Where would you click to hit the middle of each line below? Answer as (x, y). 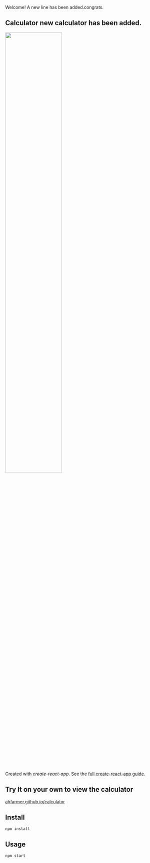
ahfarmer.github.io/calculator (35, 802)
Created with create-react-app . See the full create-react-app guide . (75, 774)
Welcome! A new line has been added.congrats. (54, 7)
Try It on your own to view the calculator (69, 789)
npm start (15, 856)
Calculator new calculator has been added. (73, 23)
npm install (17, 829)
